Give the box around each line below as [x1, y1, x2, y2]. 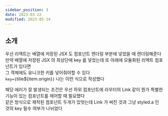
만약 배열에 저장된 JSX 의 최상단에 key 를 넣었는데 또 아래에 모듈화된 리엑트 [5, 57, 154, 63]
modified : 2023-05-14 [5, 17, 51, 22]
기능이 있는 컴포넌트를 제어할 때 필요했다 [5, 93, 85, 99]
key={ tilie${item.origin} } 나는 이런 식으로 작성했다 [5, 76, 104, 82]
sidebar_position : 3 [5, 7, 49, 13]
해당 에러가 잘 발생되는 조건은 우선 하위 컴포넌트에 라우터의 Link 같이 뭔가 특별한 [5, 86, 163, 93]
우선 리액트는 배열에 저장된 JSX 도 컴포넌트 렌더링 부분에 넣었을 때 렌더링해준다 [5, 51, 161, 57]
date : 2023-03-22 [5, 12, 42, 17]
